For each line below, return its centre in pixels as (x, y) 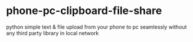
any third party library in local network (53, 33)
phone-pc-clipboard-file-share (84, 11)
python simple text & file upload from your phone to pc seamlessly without (97, 27)
